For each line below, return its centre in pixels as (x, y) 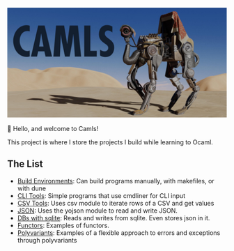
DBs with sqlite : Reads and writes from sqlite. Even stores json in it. (114, 218)
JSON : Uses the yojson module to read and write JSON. (97, 211)
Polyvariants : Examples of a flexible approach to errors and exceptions (119, 233)
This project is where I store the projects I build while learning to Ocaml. (110, 142)
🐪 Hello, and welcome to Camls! (53, 129)
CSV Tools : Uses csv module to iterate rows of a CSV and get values (116, 203)
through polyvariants (47, 240)
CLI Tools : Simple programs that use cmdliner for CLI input (101, 195)
